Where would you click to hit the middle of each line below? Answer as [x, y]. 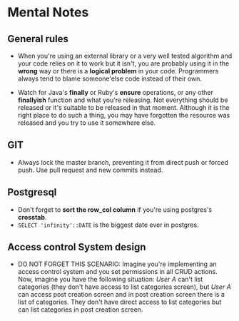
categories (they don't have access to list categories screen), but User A [124, 287]
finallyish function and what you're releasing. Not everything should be [123, 100]
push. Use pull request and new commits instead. [90, 170]
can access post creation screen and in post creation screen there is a [121, 295]
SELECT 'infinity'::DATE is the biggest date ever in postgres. [108, 225]
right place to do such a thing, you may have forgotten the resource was [124, 115]
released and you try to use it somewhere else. [86, 123]
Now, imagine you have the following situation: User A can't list [110, 280]
